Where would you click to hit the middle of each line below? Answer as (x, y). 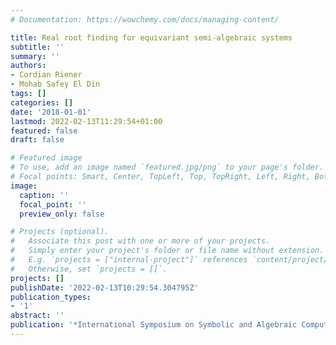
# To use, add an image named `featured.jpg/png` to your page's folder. (167, 167)
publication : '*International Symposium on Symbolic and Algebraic (154, 325)
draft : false (37, 140)
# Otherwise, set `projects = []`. (89, 269)
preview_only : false (62, 214)
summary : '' (35, 56)
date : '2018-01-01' (51, 112)
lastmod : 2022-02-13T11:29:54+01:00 (86, 121)
